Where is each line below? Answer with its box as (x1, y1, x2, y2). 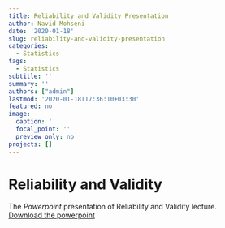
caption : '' (15, 118, 57, 126)
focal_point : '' (15, 125, 71, 133)
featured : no (8, 102, 53, 110)
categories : (8, 42, 49, 50)
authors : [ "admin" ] (8, 87, 75, 96)
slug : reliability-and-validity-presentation (8, 34, 165, 43)
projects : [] (8, 140, 53, 148)
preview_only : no (15, 132, 75, 140)
